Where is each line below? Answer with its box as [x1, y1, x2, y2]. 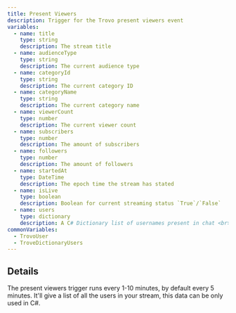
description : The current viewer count [20, 121, 137, 129]
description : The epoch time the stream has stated [20, 180, 174, 187]
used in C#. [7, 299, 41, 307]
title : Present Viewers [7, 10, 77, 18]
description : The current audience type [20, 63, 140, 70]
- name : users [13, 207, 55, 214]
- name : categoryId [13, 69, 71, 76]
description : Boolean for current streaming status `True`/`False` [20, 200, 221, 207]
